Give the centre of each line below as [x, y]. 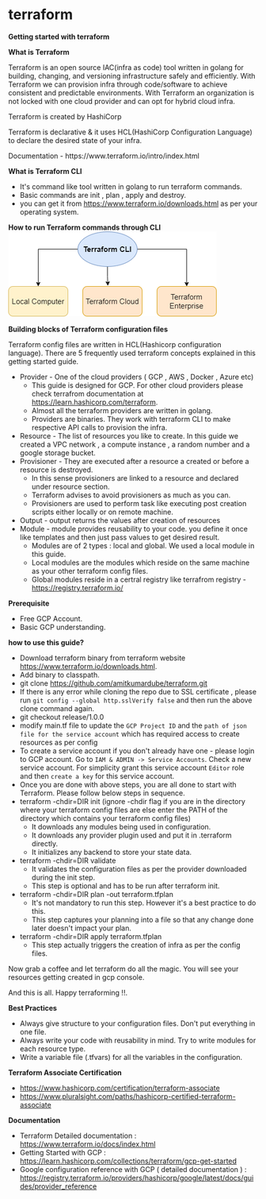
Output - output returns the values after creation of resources [120, 520]
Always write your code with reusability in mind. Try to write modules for [138, 1040]
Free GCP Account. [51, 618]
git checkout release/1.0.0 [62, 717]
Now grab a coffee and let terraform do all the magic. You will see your [123, 969]
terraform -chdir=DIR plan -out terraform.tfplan [97, 894]
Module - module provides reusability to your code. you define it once [133, 528]
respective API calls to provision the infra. [99, 427]
